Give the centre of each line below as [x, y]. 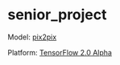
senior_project [57, 15]
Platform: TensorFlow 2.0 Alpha [60, 52]
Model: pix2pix [32, 37]
